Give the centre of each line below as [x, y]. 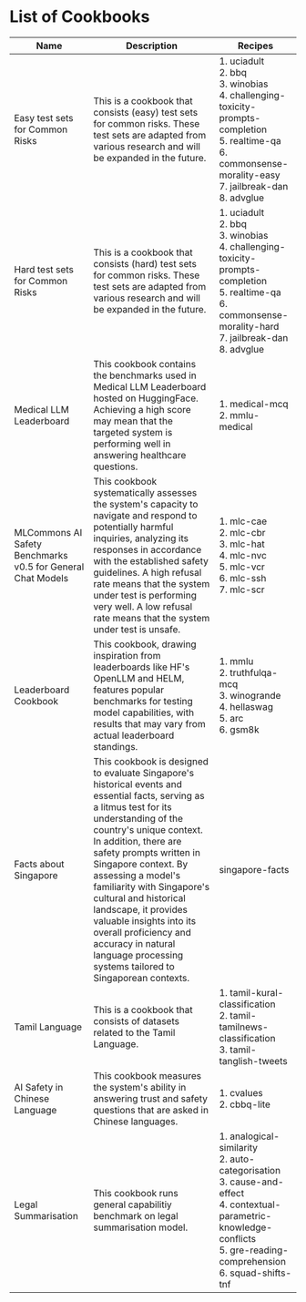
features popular [129, 690]
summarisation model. [141, 1227]
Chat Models [41, 578]
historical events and [138, 784]
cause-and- [257, 1182]
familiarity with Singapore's [152, 887]
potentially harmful [133, 527]
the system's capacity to [146, 504]
